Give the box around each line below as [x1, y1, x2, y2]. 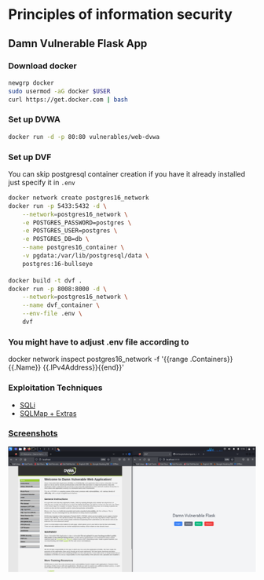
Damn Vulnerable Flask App [8, 37, 148, 50]
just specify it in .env [8, 177, 76, 187]
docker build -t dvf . [8, 276, 82, 284]
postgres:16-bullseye [22, 260, 93, 268]
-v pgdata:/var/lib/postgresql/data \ [22, 252, 149, 260]
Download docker [8, 60, 77, 71]
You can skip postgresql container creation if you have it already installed [8, 169, 246, 178]
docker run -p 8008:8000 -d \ [8, 285, 108, 293]
